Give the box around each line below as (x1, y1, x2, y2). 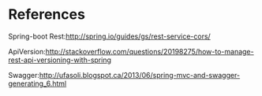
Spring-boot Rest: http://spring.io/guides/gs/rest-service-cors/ (8, 31, 211, 41)
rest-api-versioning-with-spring (8, 55, 112, 65)
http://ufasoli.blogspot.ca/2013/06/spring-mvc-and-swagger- (39, 70, 241, 79)
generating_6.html (8, 79, 67, 88)
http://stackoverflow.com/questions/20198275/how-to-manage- (45, 46, 254, 56)
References (8, 6, 85, 24)
